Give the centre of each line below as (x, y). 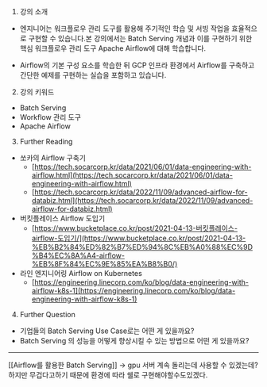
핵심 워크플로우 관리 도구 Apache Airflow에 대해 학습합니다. (113, 48)
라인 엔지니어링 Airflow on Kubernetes (81, 273)
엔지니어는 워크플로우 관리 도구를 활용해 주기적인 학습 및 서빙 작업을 (125, 29)
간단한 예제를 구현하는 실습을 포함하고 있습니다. (93, 75)
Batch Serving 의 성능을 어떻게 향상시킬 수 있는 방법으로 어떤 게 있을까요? (134, 341)
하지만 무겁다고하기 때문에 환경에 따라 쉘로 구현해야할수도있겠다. (108, 375)
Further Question (47, 314)
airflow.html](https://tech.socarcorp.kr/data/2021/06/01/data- (132, 175)
